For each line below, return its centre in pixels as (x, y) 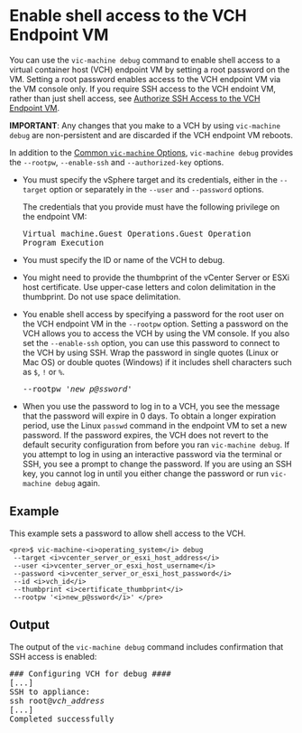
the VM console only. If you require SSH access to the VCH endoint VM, (143, 89)
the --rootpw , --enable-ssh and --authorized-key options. (117, 162)
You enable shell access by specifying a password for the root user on (153, 314)
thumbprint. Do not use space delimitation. (101, 296)
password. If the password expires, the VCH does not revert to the (145, 435)
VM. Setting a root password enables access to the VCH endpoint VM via (145, 79)
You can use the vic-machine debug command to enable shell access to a (145, 60)
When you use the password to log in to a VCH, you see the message (151, 406)
